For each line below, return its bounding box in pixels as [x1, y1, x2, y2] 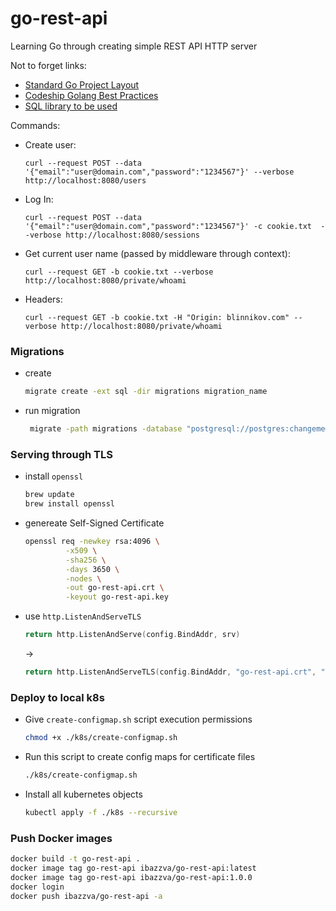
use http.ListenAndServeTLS [24, 610, 142, 622]
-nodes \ [65, 573, 102, 584]
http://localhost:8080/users [24, 175, 147, 186]
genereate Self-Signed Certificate [24, 517, 165, 529]
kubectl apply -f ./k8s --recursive [24, 807, 178, 817]
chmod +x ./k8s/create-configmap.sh [24, 733, 178, 743]
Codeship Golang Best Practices [24, 89, 159, 101]
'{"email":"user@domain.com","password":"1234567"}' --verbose [24, 167, 295, 177]
